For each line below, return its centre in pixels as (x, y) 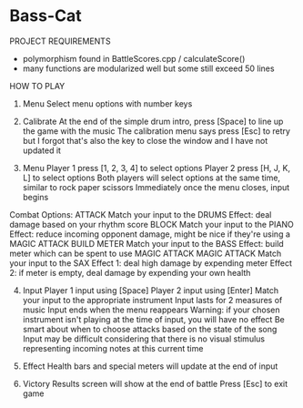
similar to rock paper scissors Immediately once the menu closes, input (156, 187)
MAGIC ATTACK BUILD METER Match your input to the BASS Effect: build (146, 243)
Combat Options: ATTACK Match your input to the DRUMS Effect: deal (141, 214)
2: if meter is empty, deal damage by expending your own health (130, 272)
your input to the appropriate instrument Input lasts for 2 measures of (152, 300)
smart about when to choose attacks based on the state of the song (150, 329)
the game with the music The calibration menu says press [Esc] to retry (157, 131)
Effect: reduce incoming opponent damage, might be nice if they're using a (150, 234)
